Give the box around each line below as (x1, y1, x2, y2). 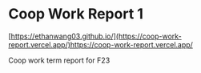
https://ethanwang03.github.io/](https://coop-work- (10, 31, 182, 41)
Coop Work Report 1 (8, 5, 144, 23)
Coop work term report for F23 (8, 55, 111, 65)
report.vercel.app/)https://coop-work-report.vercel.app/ (8, 39, 194, 49)
